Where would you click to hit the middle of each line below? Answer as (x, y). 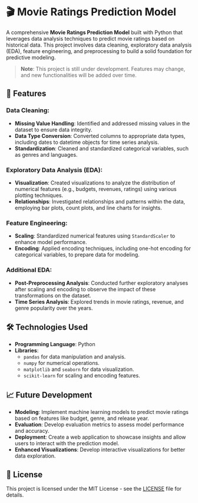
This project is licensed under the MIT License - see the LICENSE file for (94, 488)
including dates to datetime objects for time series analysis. (87, 142)
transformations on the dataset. (53, 295)
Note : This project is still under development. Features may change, (103, 68)
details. (15, 495)
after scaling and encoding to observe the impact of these (85, 289)
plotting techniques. (39, 195)
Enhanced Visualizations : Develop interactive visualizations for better (100, 450)
